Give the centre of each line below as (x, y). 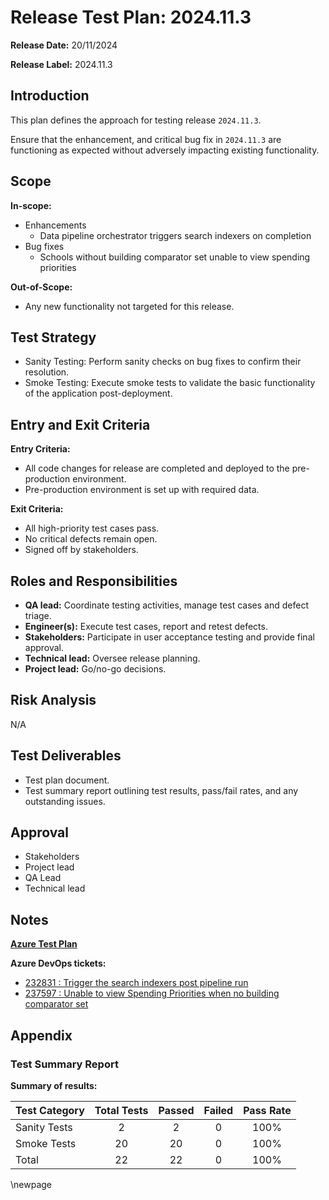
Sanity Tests (44, 1127)
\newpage (31, 1184)
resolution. (47, 372)
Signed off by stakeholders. (81, 550)
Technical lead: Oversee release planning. (112, 658)
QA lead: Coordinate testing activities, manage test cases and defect (166, 605)
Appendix (41, 1035)
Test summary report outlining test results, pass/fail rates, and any (161, 790)
